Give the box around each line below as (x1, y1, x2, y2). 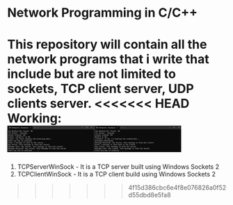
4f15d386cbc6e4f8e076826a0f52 (128, 183, 227, 192)
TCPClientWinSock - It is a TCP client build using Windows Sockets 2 (17, 170, 216, 179)
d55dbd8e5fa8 (128, 191, 172, 199)
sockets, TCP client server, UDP (7, 81, 195, 97)
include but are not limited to (7, 66, 176, 82)
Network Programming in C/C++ (7, 5, 198, 21)
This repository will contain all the (7, 37, 207, 53)
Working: (7, 110, 62, 126)
